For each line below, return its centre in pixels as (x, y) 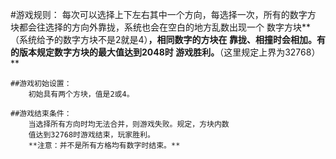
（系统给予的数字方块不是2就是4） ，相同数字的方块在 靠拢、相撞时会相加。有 (168, 39)
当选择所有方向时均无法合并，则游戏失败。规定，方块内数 (129, 124)
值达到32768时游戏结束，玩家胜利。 (91, 135)
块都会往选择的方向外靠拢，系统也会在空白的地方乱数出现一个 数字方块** (160, 27)
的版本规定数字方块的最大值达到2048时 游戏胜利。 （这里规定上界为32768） (165, 52)
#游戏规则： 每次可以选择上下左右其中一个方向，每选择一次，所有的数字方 (163, 14)
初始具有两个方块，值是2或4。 (81, 94)
